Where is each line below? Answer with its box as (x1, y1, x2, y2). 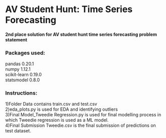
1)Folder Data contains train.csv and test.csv (5, 101, 97, 107)
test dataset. (5, 128, 31, 134)
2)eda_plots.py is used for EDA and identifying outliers (5, 106, 118, 112)
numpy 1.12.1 (5, 66, 31, 72)
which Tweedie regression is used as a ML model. (5, 117, 109, 123)
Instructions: (5, 89, 38, 97)
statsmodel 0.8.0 (5, 77, 40, 83)
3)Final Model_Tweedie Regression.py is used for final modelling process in (5, 112, 161, 118)
